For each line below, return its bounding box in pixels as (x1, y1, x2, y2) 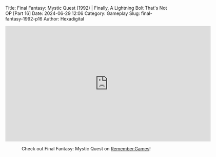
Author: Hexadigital (43, 16, 85, 22)
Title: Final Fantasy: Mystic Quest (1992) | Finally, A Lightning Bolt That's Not (5, 5, 167, 11)
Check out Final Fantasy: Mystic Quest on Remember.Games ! (21, 146, 151, 151)
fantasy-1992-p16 (5, 16, 43, 22)
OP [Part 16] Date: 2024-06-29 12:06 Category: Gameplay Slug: (5, 10, 140, 16)
